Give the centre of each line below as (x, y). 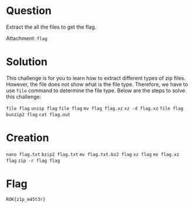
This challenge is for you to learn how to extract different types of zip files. (96, 78)
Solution (27, 62)
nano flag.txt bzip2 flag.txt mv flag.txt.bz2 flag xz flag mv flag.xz (93, 154)
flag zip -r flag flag (33, 161)
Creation (28, 138)
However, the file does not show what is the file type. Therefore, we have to (97, 84)
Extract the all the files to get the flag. (51, 27)
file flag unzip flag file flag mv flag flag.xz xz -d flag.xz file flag (95, 108)
